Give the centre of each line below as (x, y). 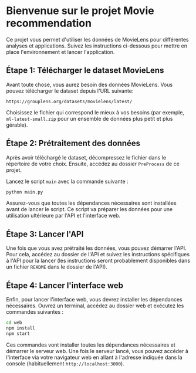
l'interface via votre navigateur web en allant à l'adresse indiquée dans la (94, 357)
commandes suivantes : (35, 312)
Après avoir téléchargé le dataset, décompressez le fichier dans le (86, 157)
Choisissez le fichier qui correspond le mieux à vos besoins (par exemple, (95, 112)
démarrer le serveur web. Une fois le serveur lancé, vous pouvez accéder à (97, 351)
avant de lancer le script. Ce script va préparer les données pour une (89, 209)
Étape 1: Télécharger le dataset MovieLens (85, 71)
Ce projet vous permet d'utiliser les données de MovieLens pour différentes (97, 39)
